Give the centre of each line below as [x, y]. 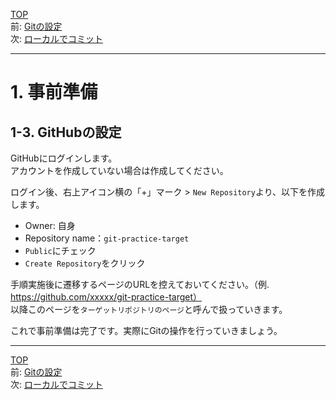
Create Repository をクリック [85, 263]
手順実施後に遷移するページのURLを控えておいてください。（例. [140, 284]
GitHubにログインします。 [64, 158]
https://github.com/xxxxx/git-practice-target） [106, 297]
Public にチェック [60, 250]
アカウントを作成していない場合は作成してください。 [119, 170]
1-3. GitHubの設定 [66, 132]
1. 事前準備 [54, 92]
